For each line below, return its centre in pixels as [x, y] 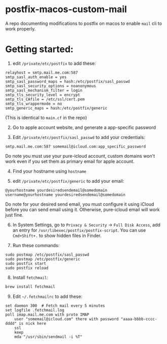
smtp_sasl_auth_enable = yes [36, 77]
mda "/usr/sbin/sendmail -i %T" [48, 337]
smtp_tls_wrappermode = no [34, 104]
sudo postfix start [26, 263]
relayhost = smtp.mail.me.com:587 [42, 73]
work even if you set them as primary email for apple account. [70, 161]
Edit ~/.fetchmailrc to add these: [47, 296]
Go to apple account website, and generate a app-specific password [84, 127]
